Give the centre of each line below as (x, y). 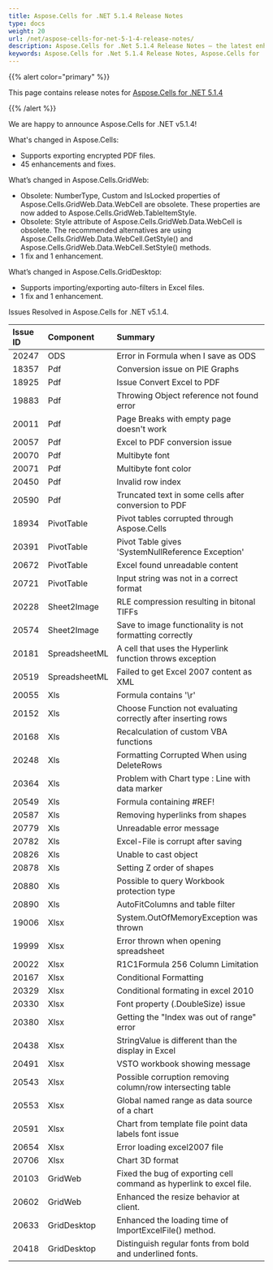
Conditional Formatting (160, 977)
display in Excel (146, 1051)
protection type (146, 891)
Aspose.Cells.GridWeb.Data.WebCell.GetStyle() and (106, 239)
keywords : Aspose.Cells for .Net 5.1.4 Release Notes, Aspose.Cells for (134, 54)
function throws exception (167, 659)
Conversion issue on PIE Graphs (178, 369)
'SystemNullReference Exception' (180, 552)
